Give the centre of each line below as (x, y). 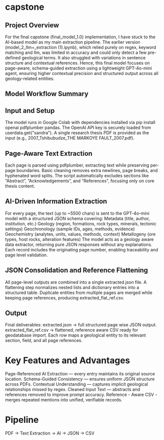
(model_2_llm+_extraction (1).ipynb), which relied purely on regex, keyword (81, 47)
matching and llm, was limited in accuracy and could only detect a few (76, 52)
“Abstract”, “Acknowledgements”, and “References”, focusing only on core (80, 181)
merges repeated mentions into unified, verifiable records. (64, 400)
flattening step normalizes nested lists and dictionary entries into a (72, 287)
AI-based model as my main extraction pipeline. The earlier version (73, 42)
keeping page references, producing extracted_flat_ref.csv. (65, 297)
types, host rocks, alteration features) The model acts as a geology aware (80, 239)
